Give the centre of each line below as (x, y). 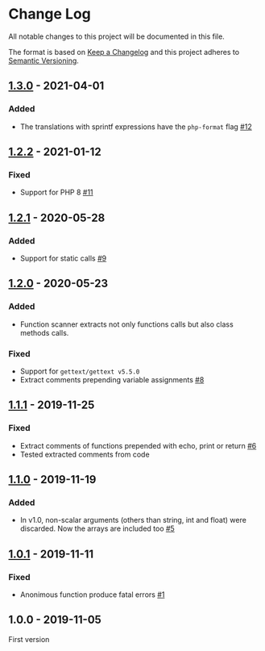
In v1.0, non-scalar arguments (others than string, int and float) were (133, 520)
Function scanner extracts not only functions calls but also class (126, 324)
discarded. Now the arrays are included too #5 (97, 528)
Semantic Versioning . (43, 61)
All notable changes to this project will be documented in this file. (117, 36)
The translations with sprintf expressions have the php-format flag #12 (136, 127)
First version (29, 639)
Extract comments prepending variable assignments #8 (112, 379)
